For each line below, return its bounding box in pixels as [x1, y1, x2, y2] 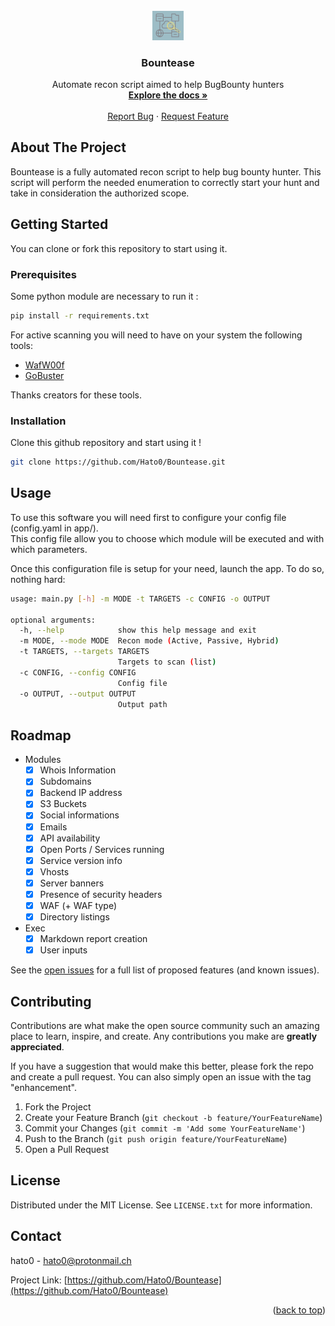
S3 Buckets [39, 798, 87, 810]
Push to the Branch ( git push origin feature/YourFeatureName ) [24, 1133, 288, 1145]
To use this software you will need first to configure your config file [10, 511, 287, 523]
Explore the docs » [128, 89, 208, 101]
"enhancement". [10, 1082, 78, 1094]
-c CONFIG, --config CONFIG [19, 667, 137, 678]
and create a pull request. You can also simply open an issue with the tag [10, 1071, 312, 1083]
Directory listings [39, 911, 110, 923]
